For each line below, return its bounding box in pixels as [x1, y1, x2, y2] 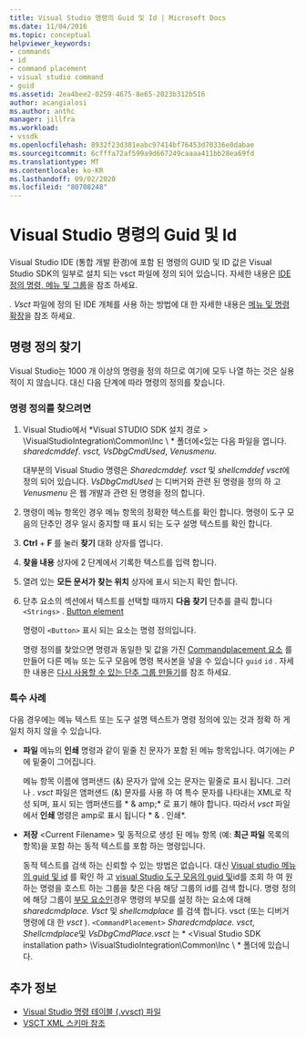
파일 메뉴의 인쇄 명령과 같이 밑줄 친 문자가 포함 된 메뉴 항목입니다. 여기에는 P [22, 744, 295, 756]
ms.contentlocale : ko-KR [9, 166, 104, 175]
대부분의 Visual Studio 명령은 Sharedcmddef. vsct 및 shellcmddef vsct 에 [22, 465, 290, 476]
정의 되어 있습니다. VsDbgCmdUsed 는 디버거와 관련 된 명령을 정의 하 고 [22, 476, 281, 488]
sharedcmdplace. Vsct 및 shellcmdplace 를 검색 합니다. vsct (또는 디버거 [22, 906, 290, 917]
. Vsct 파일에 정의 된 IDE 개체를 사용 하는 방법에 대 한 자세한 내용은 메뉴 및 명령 [9, 299, 290, 310]
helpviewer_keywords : [9, 38, 92, 48]
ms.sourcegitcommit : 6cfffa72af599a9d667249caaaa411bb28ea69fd [9, 149, 255, 158]
